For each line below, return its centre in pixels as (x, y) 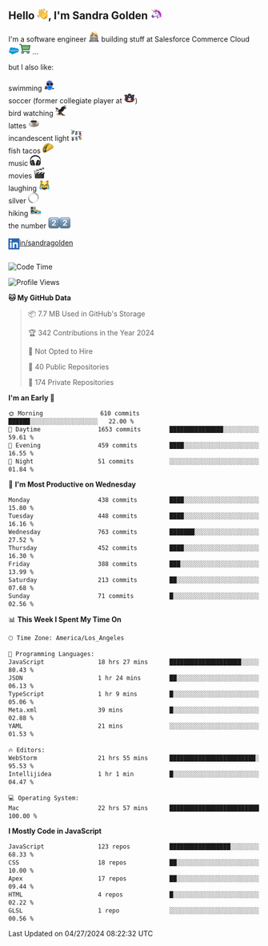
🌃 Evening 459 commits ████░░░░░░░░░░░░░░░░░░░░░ (134, 445)
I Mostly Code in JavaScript (55, 831)
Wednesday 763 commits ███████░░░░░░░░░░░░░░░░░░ (134, 532)
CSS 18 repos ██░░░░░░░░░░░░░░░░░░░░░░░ (134, 862)
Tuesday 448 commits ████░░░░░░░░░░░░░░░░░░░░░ (134, 516)
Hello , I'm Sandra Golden (78, 16)
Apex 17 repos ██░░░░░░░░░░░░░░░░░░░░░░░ (134, 878)
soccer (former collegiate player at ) (73, 100)
